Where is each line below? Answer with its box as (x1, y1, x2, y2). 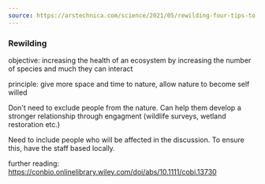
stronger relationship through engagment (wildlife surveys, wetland (8, 111, 226, 121)
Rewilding (8, 37, 47, 48)
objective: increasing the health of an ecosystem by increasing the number (8, 55, 252, 65)
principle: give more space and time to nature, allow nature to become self (8, 79, 250, 88)
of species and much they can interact (8, 64, 133, 73)
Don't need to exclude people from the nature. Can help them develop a (8, 103, 242, 112)
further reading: (8, 159, 60, 168)
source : (8, 11, 34, 20)
